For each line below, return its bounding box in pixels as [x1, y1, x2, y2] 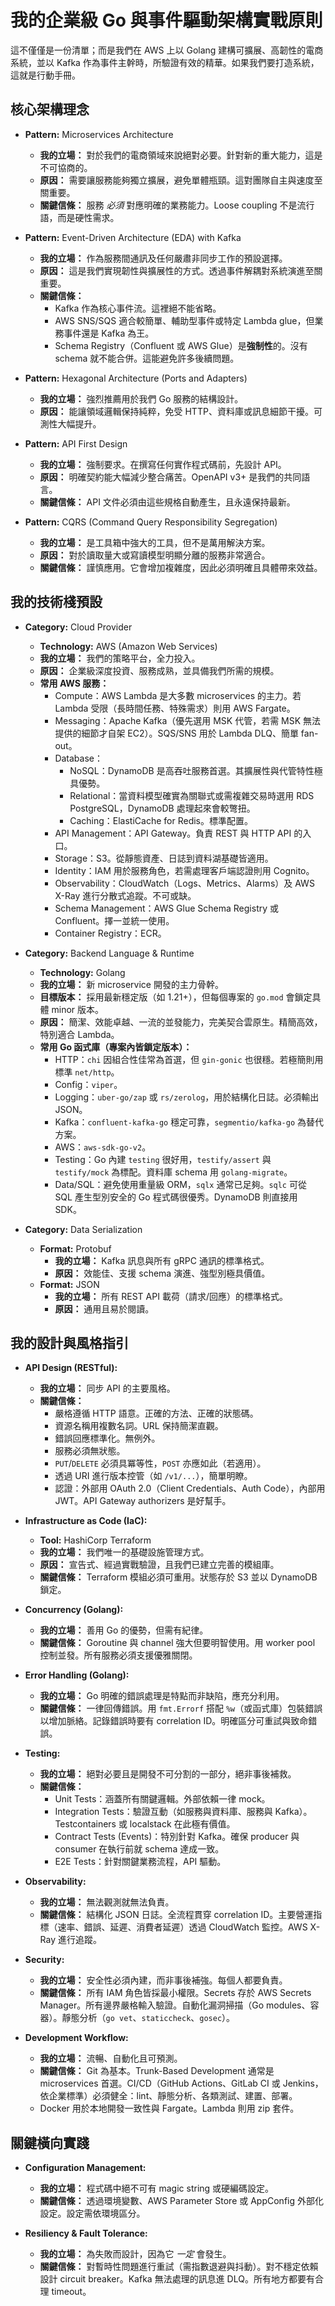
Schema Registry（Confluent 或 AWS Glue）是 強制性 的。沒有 [54, 339, 308, 351]
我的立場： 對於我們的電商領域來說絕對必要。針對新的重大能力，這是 [39, 149, 323, 161]
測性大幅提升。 [39, 417, 102, 430]
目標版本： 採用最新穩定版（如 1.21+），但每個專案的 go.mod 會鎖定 [39, 991, 313, 1003]
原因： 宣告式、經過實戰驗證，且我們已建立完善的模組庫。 [39, 1559, 280, 1571]
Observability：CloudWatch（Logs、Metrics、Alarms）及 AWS [54, 877, 315, 889]
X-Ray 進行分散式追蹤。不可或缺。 [54, 889, 197, 901]
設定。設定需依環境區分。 [39, 2207, 146, 2220]
